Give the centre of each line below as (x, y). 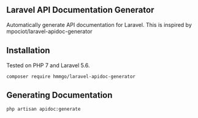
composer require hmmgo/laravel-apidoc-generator (71, 76)
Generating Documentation (59, 95)
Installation (28, 50)
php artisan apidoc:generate (44, 109)
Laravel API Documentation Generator (80, 10)
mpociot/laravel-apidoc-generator (50, 31)
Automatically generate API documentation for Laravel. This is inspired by (99, 24)
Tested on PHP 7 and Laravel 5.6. (48, 65)
